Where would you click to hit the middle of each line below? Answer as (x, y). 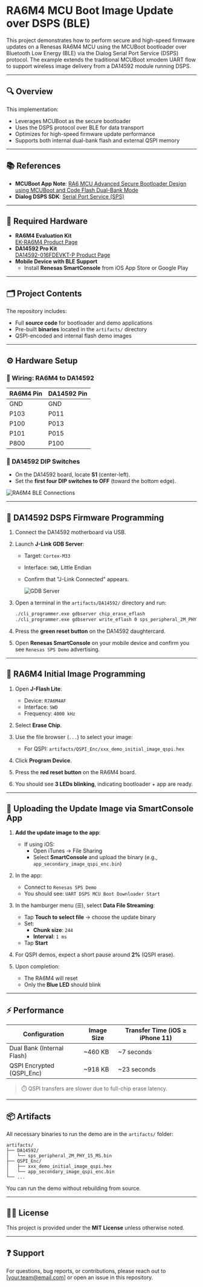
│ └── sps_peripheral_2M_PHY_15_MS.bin (59, 1156)
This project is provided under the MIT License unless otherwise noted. (95, 1228)
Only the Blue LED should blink (63, 985)
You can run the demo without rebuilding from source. (73, 1188)
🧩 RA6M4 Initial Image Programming (76, 674)
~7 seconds (135, 1052)
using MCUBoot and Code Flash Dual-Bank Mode (77, 190)
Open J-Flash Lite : (38, 689)
